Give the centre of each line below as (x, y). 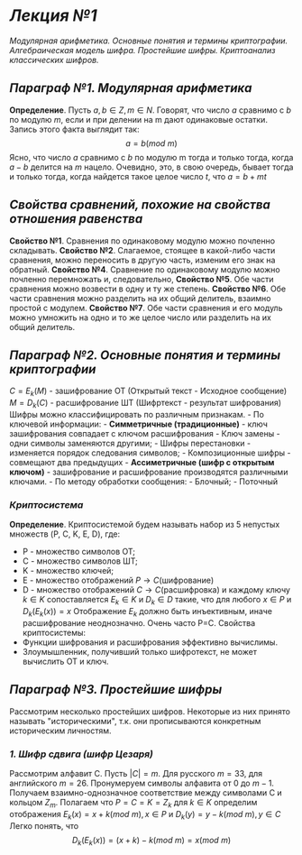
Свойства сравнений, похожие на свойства (140, 205)
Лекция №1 (53, 16)
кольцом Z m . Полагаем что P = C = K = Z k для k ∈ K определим (133, 803)
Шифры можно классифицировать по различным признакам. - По (137, 414)
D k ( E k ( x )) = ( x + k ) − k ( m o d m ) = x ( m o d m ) (151, 841)
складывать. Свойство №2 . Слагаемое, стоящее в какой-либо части (142, 250)
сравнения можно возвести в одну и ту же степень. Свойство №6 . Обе (148, 289)
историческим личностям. (60, 731)
